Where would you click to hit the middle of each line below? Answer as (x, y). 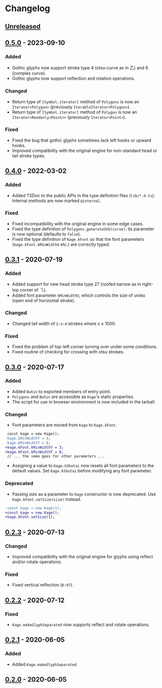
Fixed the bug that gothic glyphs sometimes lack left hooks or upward (81, 140)
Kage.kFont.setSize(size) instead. (46, 499)
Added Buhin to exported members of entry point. (61, 391)
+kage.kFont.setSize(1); (30, 517)
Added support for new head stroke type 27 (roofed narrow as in (76, 284)
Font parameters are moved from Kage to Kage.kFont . (64, 425)
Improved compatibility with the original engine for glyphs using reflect (82, 556)
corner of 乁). (33, 290)
